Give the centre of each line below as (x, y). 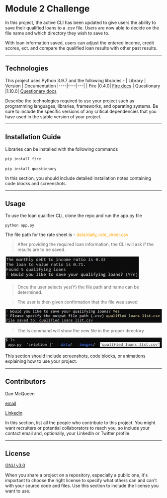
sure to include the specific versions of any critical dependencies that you (81, 111)
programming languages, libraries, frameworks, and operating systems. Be (82, 106)
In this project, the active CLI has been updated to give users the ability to (81, 22)
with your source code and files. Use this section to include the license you (82, 486)
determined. (30, 292)
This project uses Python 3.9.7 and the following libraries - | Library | (76, 80)
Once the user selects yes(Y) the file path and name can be (78, 287)
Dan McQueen (20, 393)
